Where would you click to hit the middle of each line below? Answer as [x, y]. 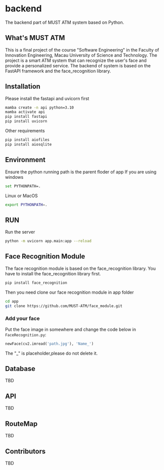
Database [20, 369]
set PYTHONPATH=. [23, 186]
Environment [25, 160]
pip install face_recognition [36, 283]
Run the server [20, 232]
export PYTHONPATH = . [26, 205]
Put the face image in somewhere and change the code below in [71, 329]
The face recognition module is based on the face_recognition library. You [81, 268]
